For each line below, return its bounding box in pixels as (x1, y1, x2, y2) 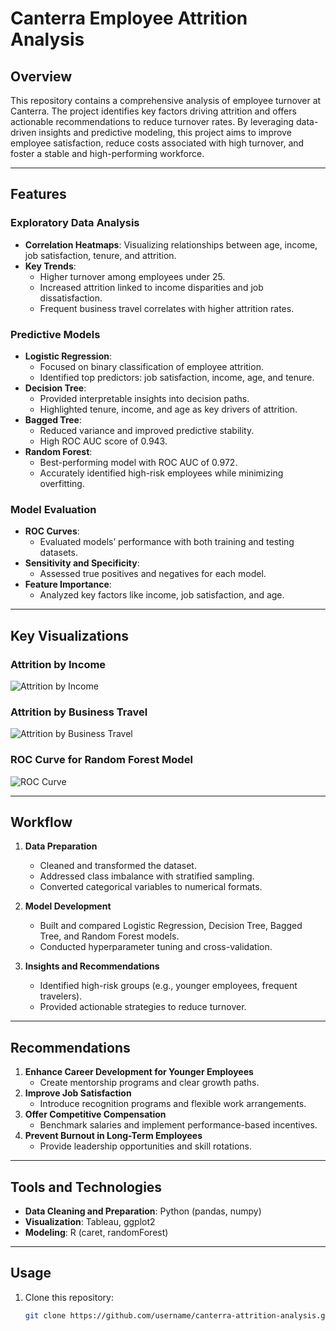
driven (10, 127, 37, 138)
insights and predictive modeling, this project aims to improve (38, 127, 292, 138)
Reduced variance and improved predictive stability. (39, 424, 255, 436)
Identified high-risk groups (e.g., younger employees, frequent (39, 980, 298, 992)
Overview (10, 68, 73, 85)
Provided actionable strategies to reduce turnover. (39, 1001, 247, 1013)
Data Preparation (24, 840, 98, 852)
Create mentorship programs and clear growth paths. (39, 1077, 260, 1089)
